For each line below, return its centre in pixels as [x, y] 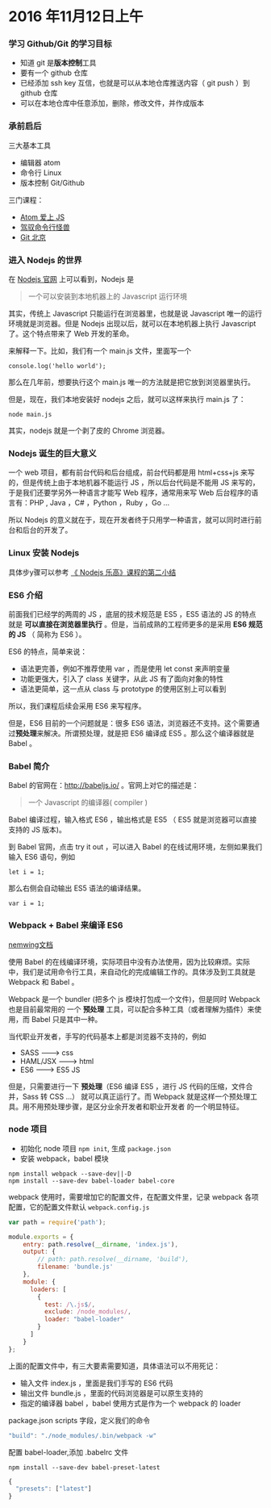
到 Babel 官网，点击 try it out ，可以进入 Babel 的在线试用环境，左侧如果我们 [135, 847]
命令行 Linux [41, 172]
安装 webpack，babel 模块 [64, 1158]
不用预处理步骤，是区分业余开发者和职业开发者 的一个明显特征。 [136, 1106]
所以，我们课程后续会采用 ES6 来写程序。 [77, 706]
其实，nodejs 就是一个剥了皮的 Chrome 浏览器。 [89, 431]
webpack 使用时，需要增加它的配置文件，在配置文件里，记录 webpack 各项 [134, 1196]
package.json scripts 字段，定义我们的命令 [79, 1420]
